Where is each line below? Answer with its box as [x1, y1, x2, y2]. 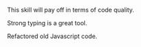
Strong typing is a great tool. [7, 19, 88, 27]
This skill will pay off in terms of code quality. [7, 6, 135, 14]
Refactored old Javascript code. [7, 32, 98, 40]
